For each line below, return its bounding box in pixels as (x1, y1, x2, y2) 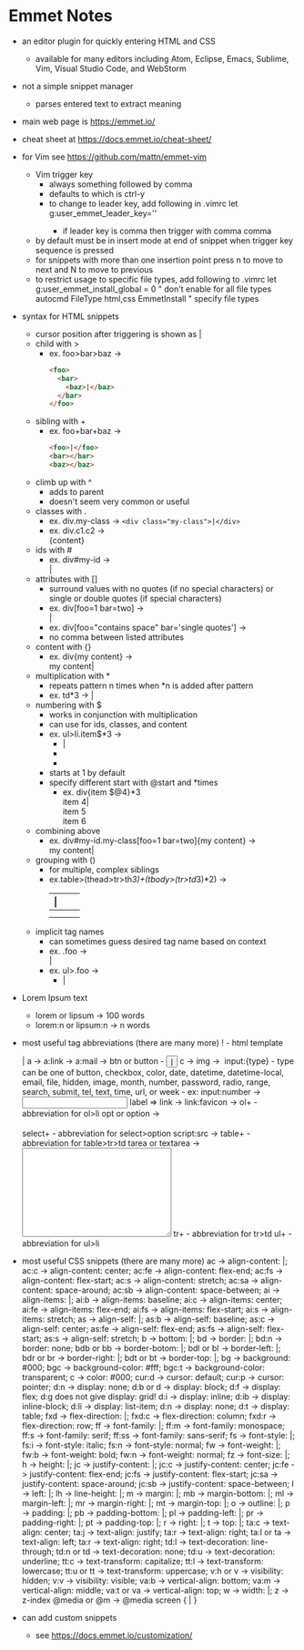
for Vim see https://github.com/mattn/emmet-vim (21, 151, 207, 162)
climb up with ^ (35, 476, 93, 488)
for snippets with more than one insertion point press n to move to (35, 254, 284, 265)
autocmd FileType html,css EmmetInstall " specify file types (35, 293, 259, 304)
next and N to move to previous (35, 263, 154, 274)
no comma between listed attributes (48, 631, 184, 643)
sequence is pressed (35, 244, 115, 255)
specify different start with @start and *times (48, 777, 218, 788)
